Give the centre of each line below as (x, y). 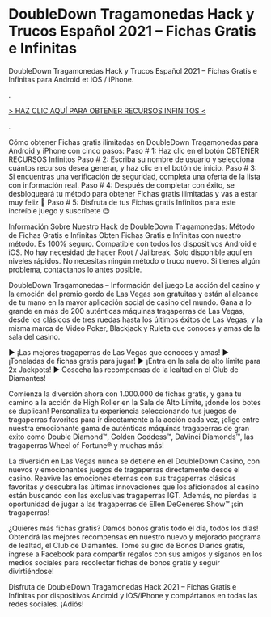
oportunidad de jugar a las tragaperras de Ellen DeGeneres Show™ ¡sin (126, 504)
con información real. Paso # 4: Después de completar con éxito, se (121, 185)
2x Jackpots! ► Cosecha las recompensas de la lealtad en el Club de (123, 370)
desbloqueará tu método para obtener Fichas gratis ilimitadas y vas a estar (133, 193)
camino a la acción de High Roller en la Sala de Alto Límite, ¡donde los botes (135, 402)
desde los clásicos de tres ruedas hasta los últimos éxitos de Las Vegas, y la (135, 319)
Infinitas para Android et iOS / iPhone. (71, 79)
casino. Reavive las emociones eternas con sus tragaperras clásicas (122, 478)
